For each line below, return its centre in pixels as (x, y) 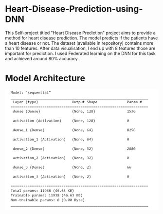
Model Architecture (45, 78)
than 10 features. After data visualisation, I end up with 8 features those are (80, 48)
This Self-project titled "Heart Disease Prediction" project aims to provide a (80, 33)
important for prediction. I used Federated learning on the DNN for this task (80, 53)
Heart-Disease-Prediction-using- (74, 9)
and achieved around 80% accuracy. (42, 58)
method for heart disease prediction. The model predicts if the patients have (81, 38)
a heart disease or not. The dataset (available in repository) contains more (79, 43)
